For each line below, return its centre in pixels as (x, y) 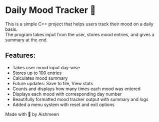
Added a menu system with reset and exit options (63, 105)
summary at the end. (26, 40)
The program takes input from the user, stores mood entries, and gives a (80, 34)
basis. (11, 29)
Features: (20, 56)
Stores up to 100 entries (37, 73)
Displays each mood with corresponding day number (67, 94)
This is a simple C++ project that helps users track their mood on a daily (79, 24)
